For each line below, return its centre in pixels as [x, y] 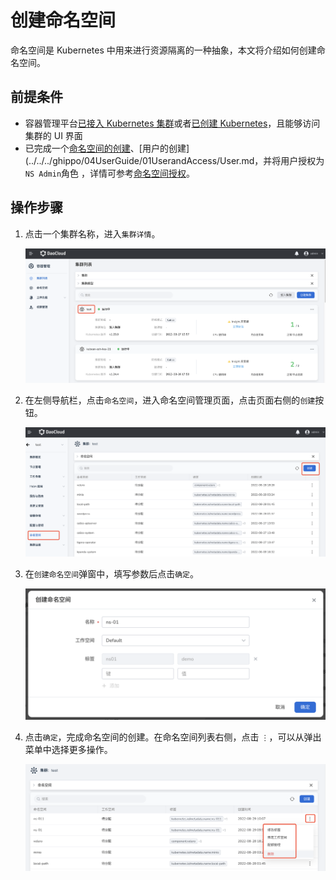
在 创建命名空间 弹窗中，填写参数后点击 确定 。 [111, 573]
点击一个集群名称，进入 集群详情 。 [92, 233]
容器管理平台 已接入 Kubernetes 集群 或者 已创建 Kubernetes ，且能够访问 [172, 123]
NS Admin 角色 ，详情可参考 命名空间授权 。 [110, 173]
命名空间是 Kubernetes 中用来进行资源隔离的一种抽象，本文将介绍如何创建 [163, 50]
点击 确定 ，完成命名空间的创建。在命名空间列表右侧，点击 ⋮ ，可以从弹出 [173, 737]
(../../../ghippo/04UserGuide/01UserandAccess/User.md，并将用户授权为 [174, 160]
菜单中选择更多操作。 [68, 749]
